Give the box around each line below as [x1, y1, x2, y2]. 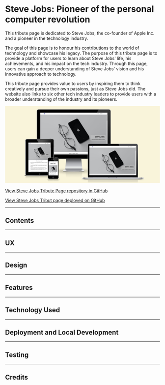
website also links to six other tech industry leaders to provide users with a [5, 91, 156, 97]
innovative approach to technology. [5, 71, 77, 77]
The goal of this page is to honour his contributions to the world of [5, 45, 139, 51]
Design [5, 261, 27, 269]
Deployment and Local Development [5, 328, 119, 336]
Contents [5, 216, 34, 225]
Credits [5, 373, 28, 382]
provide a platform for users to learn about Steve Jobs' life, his [5, 55, 132, 61]
